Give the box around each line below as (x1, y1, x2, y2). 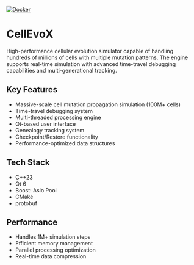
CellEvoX (6, 27, 54, 41)
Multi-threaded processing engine (15, 114, 102, 121)
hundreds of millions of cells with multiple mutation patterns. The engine (6, 54, 189, 61)
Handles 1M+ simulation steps (15, 233, 91, 241)
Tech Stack (6, 158, 50, 168)
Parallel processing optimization (15, 246, 96, 253)
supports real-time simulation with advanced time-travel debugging (6, 60, 176, 67)
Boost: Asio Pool (15, 186, 57, 194)
